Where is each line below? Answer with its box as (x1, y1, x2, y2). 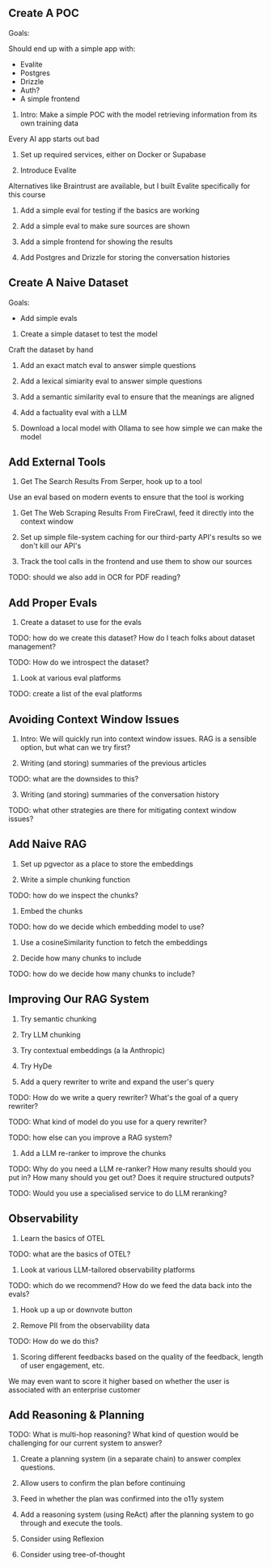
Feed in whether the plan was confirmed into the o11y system (19, 1494, 224, 1504)
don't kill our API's (19, 541, 82, 550)
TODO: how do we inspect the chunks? (8, 890, 139, 900)
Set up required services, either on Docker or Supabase (19, 149, 206, 159)
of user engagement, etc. (19, 1360, 105, 1370)
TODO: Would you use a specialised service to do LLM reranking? (8, 1188, 227, 1198)
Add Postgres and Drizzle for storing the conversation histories (19, 252, 231, 262)
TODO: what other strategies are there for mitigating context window (8, 806, 237, 816)
